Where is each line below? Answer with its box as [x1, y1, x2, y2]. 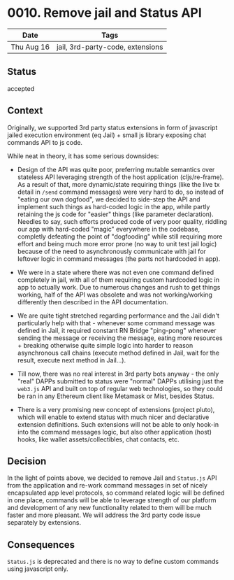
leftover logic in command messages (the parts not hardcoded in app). [17, 254, 221, 263]
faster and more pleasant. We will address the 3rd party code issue [7, 511, 200, 519]
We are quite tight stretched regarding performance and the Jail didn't [17, 311, 220, 320]
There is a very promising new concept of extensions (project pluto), [17, 405, 215, 413]
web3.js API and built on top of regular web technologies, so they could [17, 384, 223, 392]
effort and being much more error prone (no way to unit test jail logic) [17, 239, 217, 248]
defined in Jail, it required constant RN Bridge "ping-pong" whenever [17, 326, 217, 334]
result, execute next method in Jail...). [17, 355, 126, 365]
